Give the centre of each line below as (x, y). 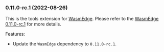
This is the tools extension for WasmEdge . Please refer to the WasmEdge (82, 19)
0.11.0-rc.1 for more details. (33, 24)
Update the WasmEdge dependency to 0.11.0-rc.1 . (64, 44)
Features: (15, 34)
